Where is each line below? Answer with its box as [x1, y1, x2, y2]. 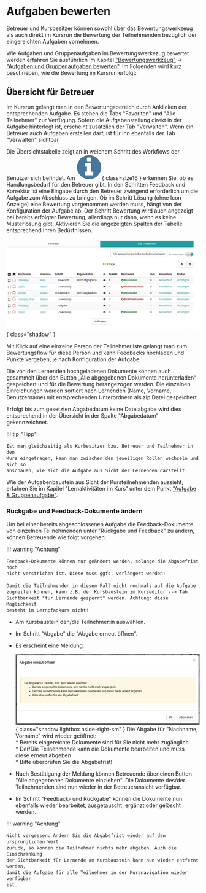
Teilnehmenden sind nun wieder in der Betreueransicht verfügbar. [15, 783, 182, 790]
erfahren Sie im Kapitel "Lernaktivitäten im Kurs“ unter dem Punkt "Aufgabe [6, 485, 197, 493]
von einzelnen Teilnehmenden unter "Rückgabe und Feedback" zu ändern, [6, 527, 195, 535]
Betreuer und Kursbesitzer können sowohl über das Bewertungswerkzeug [6, 25, 193, 32]
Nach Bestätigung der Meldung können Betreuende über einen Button [15, 770, 192, 778]
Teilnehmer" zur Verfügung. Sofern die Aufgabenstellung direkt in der [6, 116, 182, 123]
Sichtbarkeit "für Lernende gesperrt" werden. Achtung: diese [6, 595, 169, 601]
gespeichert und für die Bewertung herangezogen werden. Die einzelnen [6, 381, 191, 388]
